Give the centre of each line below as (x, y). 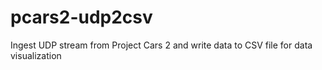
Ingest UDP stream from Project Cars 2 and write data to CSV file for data (161, 45)
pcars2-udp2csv (81, 17)
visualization (36, 55)
